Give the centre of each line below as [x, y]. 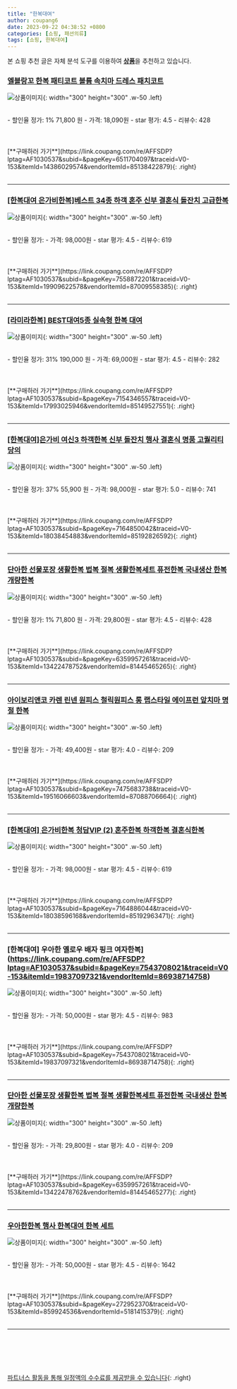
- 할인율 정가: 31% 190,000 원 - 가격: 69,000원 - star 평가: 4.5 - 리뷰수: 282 [114, 360]
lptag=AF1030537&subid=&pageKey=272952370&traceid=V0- [98, 1304]
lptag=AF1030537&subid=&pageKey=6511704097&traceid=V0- [98, 159]
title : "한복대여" [31, 14]
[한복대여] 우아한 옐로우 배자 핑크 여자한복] [75, 950]
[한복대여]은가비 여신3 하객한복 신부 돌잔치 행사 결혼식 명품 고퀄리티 [116, 439]
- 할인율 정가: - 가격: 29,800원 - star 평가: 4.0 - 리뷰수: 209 [90, 1145]
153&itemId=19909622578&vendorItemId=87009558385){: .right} [102, 286]
